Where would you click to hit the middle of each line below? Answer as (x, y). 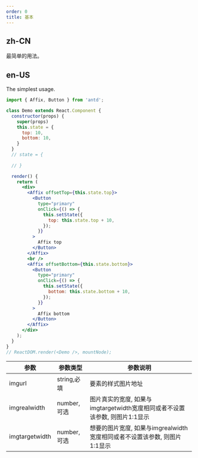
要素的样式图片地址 (116, 384)
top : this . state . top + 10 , (81, 220)
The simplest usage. (31, 89)
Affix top (49, 242)
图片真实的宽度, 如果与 (121, 399)
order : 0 (17, 12)
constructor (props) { (38, 116)
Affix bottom (53, 314)
